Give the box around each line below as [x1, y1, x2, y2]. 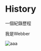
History [5, 3, 37, 15]
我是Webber [5, 30, 30, 36]
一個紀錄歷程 [5, 20, 31, 26]
